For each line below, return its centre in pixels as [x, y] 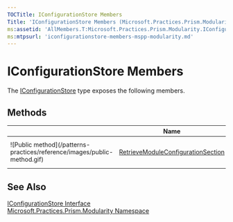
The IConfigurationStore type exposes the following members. [96, 91]
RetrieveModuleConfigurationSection [172, 152]
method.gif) [27, 160]
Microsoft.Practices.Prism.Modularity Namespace [78, 211]
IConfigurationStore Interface [49, 203]
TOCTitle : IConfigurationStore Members [65, 15]
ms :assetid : [24, 29]
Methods [27, 112]
